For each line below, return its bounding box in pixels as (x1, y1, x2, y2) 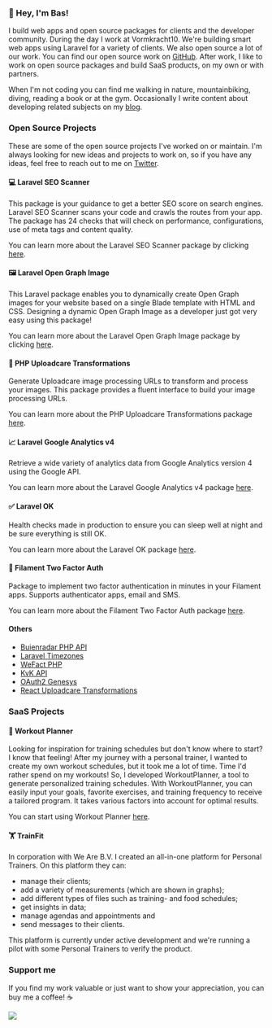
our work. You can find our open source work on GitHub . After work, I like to (8, 52, 263, 62)
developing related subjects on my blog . (8, 102, 143, 112)
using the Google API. (8, 467, 81, 477)
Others (8, 624, 32, 634)
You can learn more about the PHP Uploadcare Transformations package (8, 409, 253, 419)
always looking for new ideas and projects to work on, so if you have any (8, 150, 252, 160)
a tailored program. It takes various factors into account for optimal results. (8, 796, 259, 806)
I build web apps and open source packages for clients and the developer (8, 26, 255, 36)
